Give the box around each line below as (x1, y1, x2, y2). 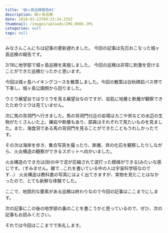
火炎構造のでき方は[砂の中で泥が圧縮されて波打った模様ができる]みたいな (5, 159, 157, 165)
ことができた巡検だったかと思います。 (5, 68, 84, 74)
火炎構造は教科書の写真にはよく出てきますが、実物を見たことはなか (19, 171, 159, 177)
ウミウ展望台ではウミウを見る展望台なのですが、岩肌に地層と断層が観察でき (5, 96, 163, 102)
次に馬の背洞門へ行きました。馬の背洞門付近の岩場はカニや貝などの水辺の (5, 113, 158, 118)
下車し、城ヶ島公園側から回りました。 (5, 85, 84, 91)
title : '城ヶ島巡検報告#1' (5, 7, 56, 13)
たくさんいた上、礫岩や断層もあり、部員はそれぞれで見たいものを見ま (13, 119, 158, 125)
